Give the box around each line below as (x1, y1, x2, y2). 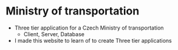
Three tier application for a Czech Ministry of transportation (14, 24, 164, 31)
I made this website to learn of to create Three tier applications (14, 37, 172, 44)
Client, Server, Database (23, 30, 84, 37)
